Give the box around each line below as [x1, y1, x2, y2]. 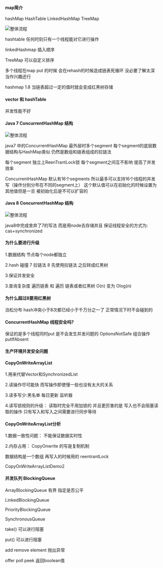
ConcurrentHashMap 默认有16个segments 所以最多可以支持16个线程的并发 [5, 176, 156, 182]
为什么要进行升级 [5, 240, 40, 245]
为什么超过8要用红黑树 [5, 295, 51, 301]
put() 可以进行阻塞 [5, 537, 42, 542]
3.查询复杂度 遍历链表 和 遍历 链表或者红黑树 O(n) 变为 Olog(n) [5, 283, 132, 289]
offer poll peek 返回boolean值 [5, 557, 65, 563]
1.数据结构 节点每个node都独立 [5, 252, 67, 258]
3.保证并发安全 [5, 272, 35, 278]
